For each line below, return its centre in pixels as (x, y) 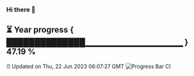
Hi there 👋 (21, 10)
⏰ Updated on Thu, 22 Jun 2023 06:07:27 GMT (65, 66)
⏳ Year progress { (40, 30)
